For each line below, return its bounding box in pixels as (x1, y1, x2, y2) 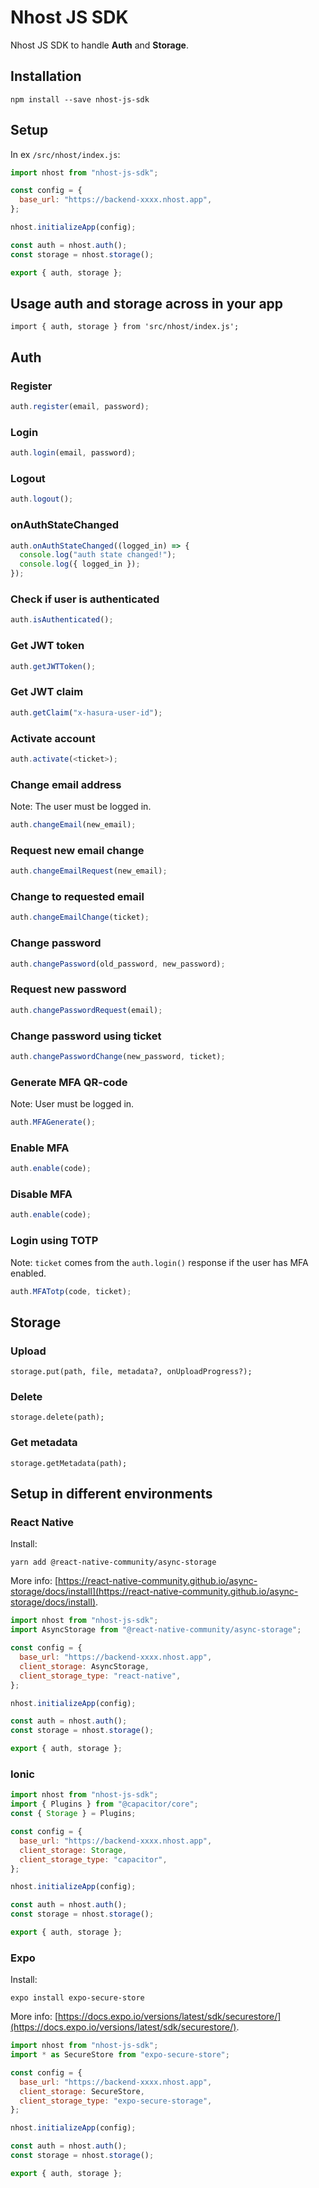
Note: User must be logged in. (10, 1098, 135, 1110)
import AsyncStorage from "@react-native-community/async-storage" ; (10, 1625, 302, 1635)
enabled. (10, 1267, 47, 1279)
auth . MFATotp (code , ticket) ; (10, 1286, 132, 1296)
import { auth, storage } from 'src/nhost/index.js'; (10, 322, 240, 332)
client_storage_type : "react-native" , (19, 1671, 182, 1681)
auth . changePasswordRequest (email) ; (10, 1005, 163, 1015)
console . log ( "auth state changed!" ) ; (19, 550, 177, 560)
